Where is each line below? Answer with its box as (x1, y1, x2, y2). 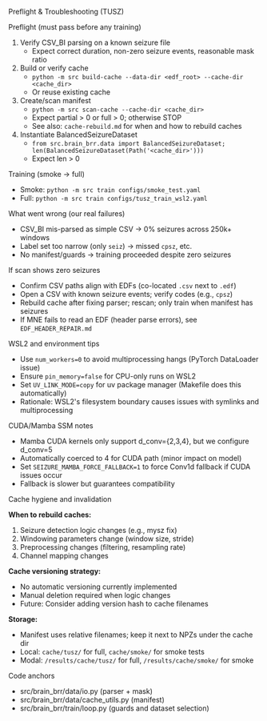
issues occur (19, 471, 62, 479)
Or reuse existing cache (31, 87, 110, 97)
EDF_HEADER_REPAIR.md (19, 325, 92, 333)
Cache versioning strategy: (8, 567, 102, 575)
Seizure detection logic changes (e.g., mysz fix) (19, 526, 177, 535)
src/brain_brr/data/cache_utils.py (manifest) (19, 695, 165, 704)
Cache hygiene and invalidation (8, 495, 112, 503)
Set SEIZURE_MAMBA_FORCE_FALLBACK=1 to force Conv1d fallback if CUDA (19, 462, 251, 471)
